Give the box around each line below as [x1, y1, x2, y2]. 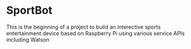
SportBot [6, 4, 53, 17]
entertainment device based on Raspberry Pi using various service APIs [6, 29, 185, 36]
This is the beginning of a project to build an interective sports [6, 23, 161, 30]
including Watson [6, 36, 50, 43]
